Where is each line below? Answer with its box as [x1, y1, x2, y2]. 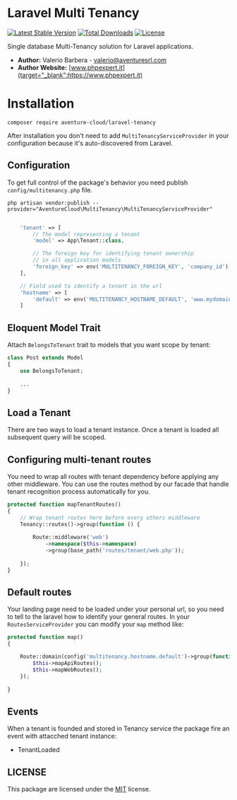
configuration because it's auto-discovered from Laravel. [7, 139, 173, 147]
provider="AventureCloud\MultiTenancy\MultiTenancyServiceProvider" [7, 205, 213, 213]
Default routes [7, 586, 72, 598]
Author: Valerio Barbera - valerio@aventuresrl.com [17, 55, 167, 64]
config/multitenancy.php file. [7, 185, 93, 194]
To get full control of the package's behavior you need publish [7, 178, 188, 187]
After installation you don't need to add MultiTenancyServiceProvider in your [7, 131, 229, 139]
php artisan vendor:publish [7, 199, 90, 207]
